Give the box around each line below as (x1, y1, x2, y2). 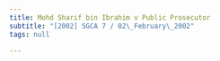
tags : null (9, 30, 50, 39)
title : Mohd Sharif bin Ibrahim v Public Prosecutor (9, 13, 211, 22)
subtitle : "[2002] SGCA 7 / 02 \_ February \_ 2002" (9, 22, 195, 30)
